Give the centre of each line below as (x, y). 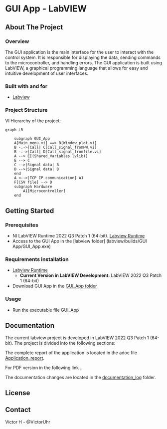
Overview (17, 41)
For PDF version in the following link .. (44, 368)
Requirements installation (37, 259)
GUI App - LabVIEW (46, 9)
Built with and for (26, 86)
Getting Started (30, 211)
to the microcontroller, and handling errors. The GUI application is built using (84, 62)
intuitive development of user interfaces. (47, 73)
